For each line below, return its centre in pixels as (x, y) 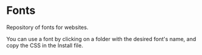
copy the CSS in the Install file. (45, 45)
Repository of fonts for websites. (47, 27)
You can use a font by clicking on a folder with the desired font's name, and (101, 39)
